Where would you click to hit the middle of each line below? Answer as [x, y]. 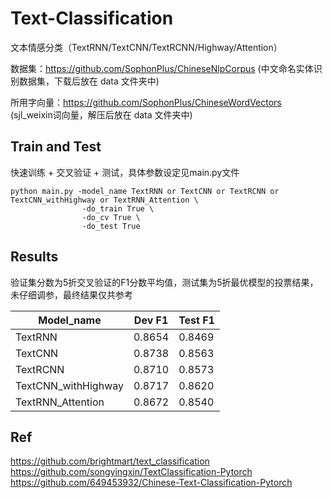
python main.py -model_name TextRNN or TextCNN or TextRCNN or [145, 191]
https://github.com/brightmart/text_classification [110, 461]
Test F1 [196, 320]
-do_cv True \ [111, 217]
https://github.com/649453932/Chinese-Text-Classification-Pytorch [151, 483]
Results [34, 257]
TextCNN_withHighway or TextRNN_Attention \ [104, 200]
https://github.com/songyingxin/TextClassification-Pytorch [131, 472]
